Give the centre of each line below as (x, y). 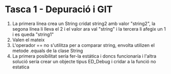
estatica (21, 67)
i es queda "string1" (33, 34)
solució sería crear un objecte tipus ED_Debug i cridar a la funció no (84, 61)
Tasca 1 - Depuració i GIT (59, 9)
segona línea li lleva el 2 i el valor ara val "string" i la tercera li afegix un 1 (89, 29)
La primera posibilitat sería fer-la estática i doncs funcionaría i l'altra (84, 56)
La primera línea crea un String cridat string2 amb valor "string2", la (84, 23)
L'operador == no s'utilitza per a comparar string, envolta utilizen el (83, 45)
